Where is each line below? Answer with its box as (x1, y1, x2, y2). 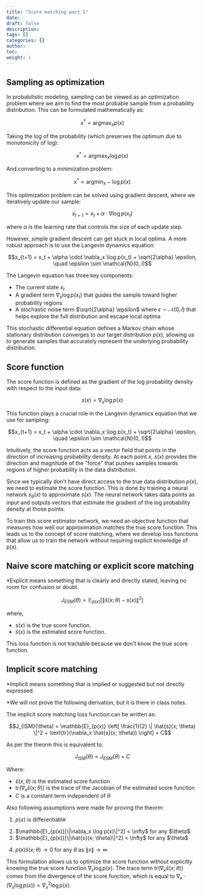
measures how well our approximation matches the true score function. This (6, 524, 198, 531)
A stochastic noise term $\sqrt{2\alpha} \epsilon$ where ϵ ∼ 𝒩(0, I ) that (15, 306, 196, 313)
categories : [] (6, 37, 45, 43)
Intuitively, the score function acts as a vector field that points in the (6, 446, 177, 453)
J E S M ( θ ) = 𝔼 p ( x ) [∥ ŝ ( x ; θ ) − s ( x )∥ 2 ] (60, 595, 144, 605)
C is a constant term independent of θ (15, 792, 111, 800)
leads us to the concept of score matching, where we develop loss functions (6, 530, 199, 537)
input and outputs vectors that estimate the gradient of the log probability (6, 499, 191, 506)
